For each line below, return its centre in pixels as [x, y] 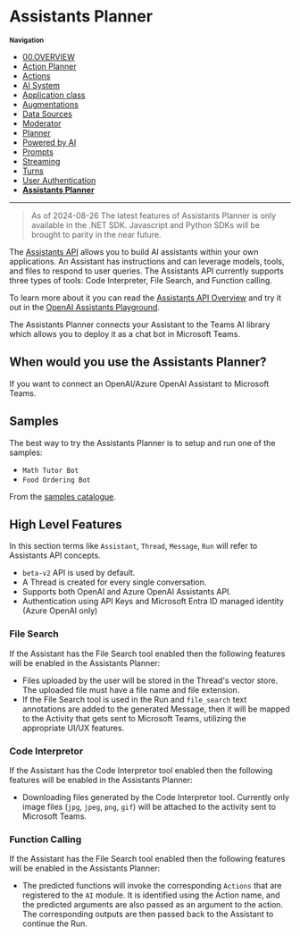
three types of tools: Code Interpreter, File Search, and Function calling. [141, 280]
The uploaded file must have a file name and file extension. [131, 689]
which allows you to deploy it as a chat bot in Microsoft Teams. [125, 333]
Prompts [37, 152]
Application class [54, 95]
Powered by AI [49, 142]
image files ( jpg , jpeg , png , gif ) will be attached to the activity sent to [149, 806]
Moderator [42, 123]
